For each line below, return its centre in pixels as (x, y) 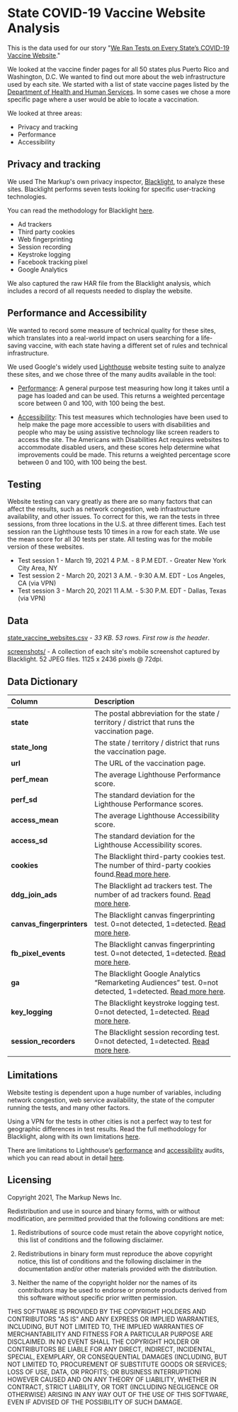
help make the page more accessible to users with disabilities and (114, 424)
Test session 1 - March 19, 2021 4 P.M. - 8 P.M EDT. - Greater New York (122, 561)
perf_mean (30, 779)
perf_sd (24, 799)
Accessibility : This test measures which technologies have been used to (123, 416)
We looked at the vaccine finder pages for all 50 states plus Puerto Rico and (118, 69)
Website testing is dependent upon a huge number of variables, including (114, 1092)
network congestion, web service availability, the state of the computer (111, 1100)
